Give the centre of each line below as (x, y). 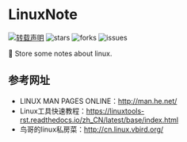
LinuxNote (43, 15)
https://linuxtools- (115, 111)
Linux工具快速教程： (53, 111)
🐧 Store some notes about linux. (60, 53)
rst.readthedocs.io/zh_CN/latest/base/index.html (99, 120)
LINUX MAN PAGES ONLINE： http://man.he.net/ (98, 101)
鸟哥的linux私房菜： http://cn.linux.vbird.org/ (92, 129)
